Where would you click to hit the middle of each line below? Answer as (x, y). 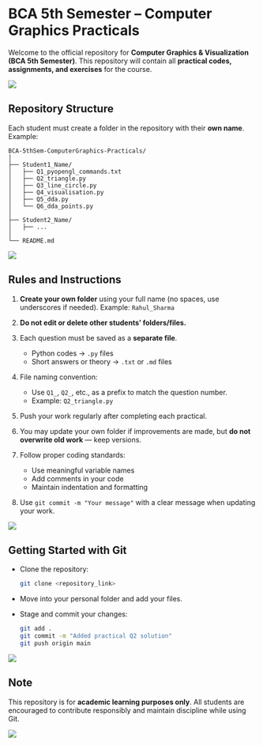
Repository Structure (61, 109)
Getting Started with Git (68, 550)
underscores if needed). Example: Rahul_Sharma (97, 307)
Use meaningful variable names (83, 470)
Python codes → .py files (72, 353)
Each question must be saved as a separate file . (98, 337)
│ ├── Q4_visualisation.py (56, 192)
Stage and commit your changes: (73, 614)
